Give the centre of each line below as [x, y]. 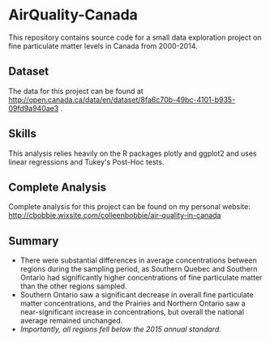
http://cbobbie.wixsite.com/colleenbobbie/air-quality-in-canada [115, 216]
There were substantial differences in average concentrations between [138, 260]
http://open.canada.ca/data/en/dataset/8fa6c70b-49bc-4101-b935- [122, 100]
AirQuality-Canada [73, 15]
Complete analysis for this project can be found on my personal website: [130, 207]
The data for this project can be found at [76, 91]
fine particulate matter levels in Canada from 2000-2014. [103, 45]
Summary [34, 241]
